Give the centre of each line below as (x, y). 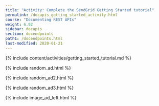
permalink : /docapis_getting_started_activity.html (61, 15)
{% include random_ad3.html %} (40, 88)
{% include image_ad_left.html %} (41, 97)
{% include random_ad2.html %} (40, 78)
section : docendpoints (29, 34)
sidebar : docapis (24, 29)
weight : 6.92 (19, 24)
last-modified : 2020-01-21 (34, 44)
